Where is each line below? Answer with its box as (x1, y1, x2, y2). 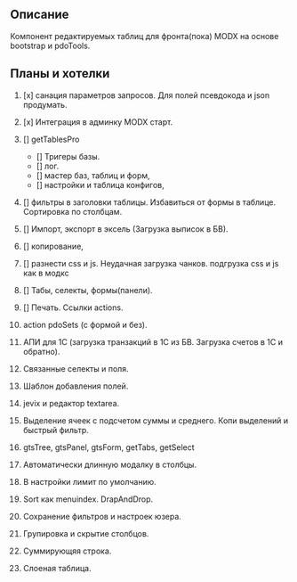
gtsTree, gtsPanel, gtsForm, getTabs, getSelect (22, 441, 195, 453)
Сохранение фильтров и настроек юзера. (22, 511, 181, 521)
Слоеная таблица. (22, 562, 92, 573)
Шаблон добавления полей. (22, 381, 129, 391)
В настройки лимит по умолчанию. (22, 476, 157, 487)
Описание (10, 7, 69, 22)
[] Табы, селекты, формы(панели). (22, 284, 154, 295)
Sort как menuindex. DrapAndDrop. (22, 494, 154, 504)
